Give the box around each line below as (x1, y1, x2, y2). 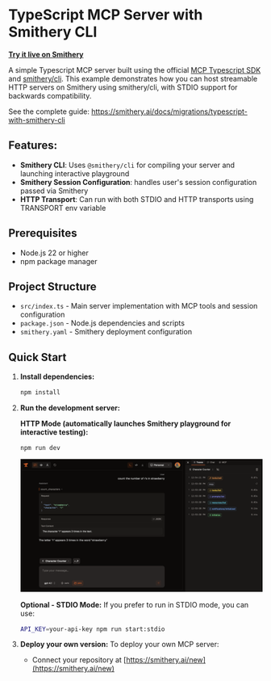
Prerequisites (8, 226, 77, 240)
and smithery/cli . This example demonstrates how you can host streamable (8, 74, 258, 83)
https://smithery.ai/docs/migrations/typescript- (91, 107, 248, 116)
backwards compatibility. (8, 90, 92, 100)
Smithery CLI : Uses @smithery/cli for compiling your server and (19, 160, 236, 170)
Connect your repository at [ (31, 655, 127, 665)
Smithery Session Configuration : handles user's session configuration (19, 177, 257, 187)
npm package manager (19, 256, 98, 266)
